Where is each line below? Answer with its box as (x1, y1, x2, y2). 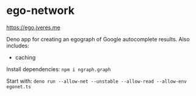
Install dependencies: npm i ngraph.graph (6, 65, 111, 73)
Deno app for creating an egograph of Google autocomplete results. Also (6, 35, 191, 43)
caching (15, 53, 36, 61)
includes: (6, 42, 29, 49)
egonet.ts (6, 83, 32, 90)
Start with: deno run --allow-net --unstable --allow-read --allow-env (6, 77, 187, 84)
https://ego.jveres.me (6, 24, 60, 31)
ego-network (6, 4, 75, 18)
